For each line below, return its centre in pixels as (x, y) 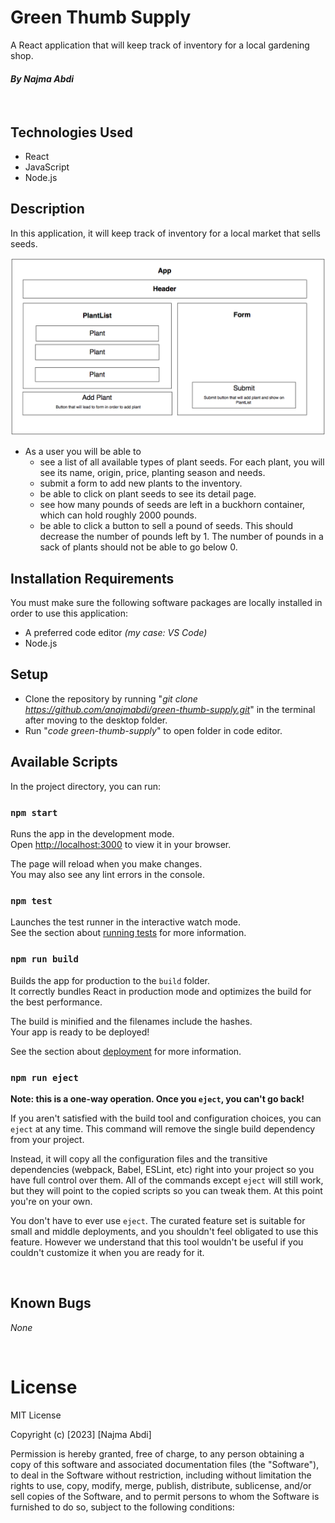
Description (47, 209)
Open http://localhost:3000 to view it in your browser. (121, 844)
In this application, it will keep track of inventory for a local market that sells (165, 233)
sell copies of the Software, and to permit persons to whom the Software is (165, 1496)
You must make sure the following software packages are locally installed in (166, 603)
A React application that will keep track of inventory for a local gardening (160, 45)
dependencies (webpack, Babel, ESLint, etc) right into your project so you (162, 1169)
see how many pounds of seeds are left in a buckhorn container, (172, 505)
